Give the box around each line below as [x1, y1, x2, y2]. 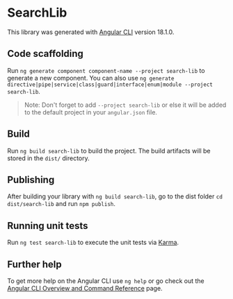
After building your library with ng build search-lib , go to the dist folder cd [7, 192, 223, 200]
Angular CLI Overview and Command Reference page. [7, 284, 163, 292]
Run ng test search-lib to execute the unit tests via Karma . [7, 238, 179, 247]
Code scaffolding [7, 48, 83, 60]
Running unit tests [7, 220, 88, 232]
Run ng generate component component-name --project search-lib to [7, 66, 205, 74]
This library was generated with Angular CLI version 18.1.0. [7, 28, 175, 36]
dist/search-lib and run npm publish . [7, 200, 116, 208]
